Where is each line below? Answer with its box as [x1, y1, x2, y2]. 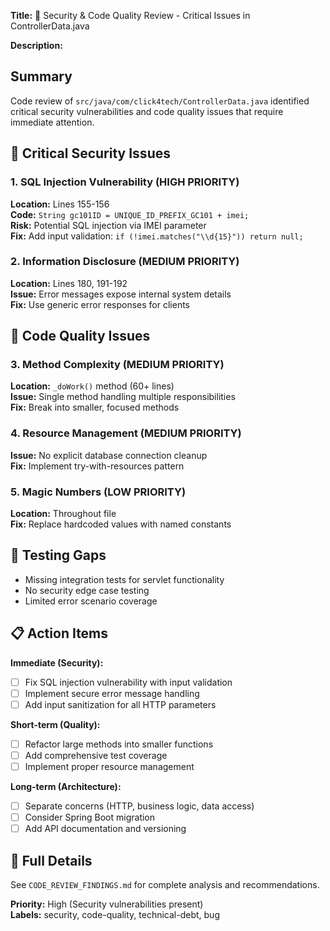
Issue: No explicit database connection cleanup [10, 449, 208, 461]
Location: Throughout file [10, 508, 117, 520]
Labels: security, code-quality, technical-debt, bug [10, 909, 220, 921]
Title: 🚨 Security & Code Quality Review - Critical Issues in [10, 10, 251, 21]
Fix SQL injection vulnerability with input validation [24, 676, 233, 688]
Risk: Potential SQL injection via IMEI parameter [10, 219, 207, 231]
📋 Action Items [10, 625, 109, 642]
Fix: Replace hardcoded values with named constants [10, 518, 232, 530]
